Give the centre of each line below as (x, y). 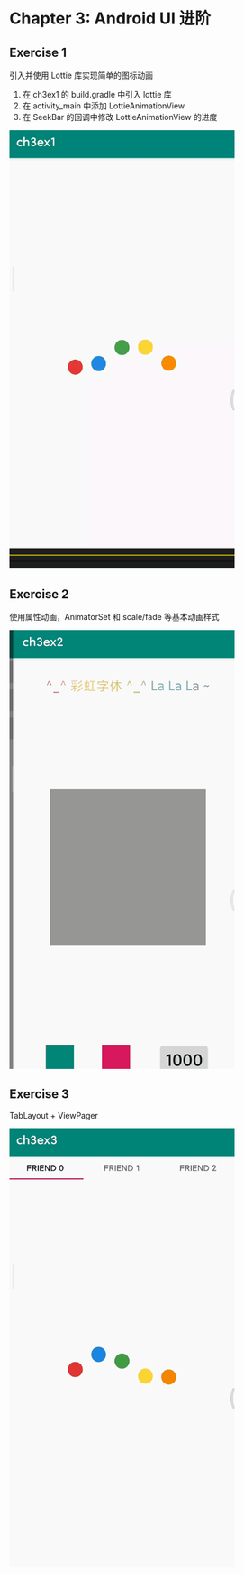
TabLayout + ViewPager (54, 1116)
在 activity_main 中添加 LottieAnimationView (104, 106)
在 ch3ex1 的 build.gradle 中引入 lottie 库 (97, 94)
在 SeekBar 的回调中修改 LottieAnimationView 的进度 (120, 117)
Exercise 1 (38, 52)
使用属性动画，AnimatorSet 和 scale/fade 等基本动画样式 (114, 617)
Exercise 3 (39, 1094)
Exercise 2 (39, 594)
